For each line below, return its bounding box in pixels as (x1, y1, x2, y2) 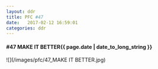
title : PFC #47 (6, 14, 44, 20)
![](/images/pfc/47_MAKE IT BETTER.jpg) (6, 57, 106, 64)
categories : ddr (6, 25, 46, 31)
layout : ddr (6, 8, 36, 15)
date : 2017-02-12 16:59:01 (6, 19, 78, 25)
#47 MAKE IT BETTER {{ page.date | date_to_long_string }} (6, 43, 153, 50)
